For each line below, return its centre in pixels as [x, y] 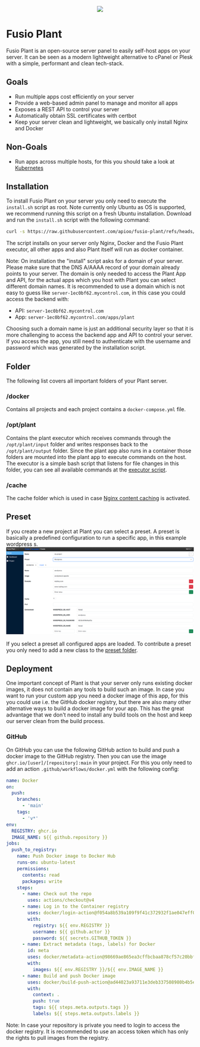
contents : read [41, 875]
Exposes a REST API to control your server [67, 109]
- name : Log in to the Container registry [75, 907]
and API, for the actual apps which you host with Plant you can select [91, 280]
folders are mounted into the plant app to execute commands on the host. [96, 457]
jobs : [13, 844]
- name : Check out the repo [57, 894]
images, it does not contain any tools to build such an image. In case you [95, 690]
